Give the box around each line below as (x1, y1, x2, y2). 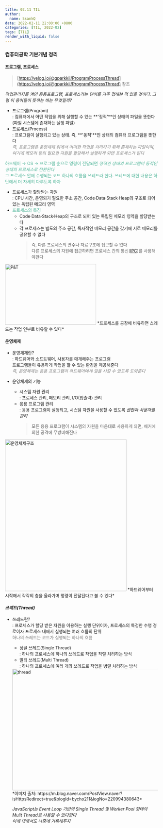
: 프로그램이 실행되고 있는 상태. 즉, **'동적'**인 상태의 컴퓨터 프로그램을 (12, 132, 147, 137)
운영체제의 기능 (12, 378, 41, 384)
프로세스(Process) (12, 126, 48, 132)
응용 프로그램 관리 (19, 401, 53, 407)
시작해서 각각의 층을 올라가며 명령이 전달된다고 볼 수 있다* (5, 593, 115, 599)
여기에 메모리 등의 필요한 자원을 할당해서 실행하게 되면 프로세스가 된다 (12, 150, 145, 156)
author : (5, 12, 21, 17)
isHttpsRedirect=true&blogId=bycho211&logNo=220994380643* (12, 796, 143, 802)
